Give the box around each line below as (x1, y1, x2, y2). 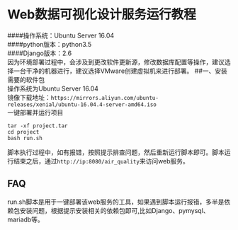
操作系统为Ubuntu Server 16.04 (7, 84, 99, 93)
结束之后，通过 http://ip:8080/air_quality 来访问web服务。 (13, 156, 190, 165)
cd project (7, 128, 40, 135)
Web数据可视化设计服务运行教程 (7, 6, 196, 23)
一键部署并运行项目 (7, 108, 64, 117)
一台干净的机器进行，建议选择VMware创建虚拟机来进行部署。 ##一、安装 (13, 67, 228, 75)
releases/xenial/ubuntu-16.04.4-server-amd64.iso (7, 100, 157, 108)
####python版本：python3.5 (7, 40, 92, 48)
